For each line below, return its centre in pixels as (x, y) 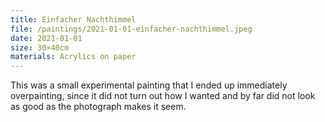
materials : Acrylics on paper (73, 57)
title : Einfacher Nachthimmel (73, 19)
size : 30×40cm (40, 47)
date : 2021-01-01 (46, 38)
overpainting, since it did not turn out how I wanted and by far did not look (163, 96)
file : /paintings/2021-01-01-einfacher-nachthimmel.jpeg (131, 29)
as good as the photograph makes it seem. (98, 107)
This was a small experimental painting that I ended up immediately (149, 85)
